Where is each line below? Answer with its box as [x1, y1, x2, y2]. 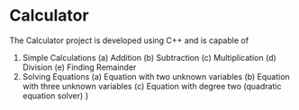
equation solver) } [22, 90, 89, 101]
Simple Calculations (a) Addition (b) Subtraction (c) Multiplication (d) [22, 52, 276, 63]
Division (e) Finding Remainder [22, 62, 137, 72]
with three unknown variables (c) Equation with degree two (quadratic [22, 80, 282, 91]
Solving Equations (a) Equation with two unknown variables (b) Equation [22, 71, 290, 81]
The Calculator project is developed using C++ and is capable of [9, 35, 249, 46]
